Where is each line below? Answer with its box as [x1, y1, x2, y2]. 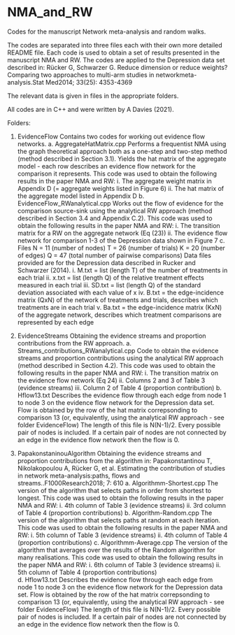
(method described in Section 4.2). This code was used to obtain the [17, 361, 215, 369]
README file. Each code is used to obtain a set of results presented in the [7, 48, 220, 57]
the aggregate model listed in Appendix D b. [17, 192, 145, 200]
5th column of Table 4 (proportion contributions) [17, 568, 157, 576]
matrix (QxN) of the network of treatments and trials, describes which [17, 295, 218, 304]
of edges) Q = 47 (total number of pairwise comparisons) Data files [17, 251, 212, 259]
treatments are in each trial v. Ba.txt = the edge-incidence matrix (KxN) [17, 303, 222, 311]
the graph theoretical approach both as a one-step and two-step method [17, 147, 227, 155]
